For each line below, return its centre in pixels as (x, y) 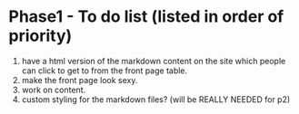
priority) (40, 36)
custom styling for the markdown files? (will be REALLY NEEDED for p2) (156, 99)
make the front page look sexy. (80, 80)
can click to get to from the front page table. (105, 71)
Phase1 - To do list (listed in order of (146, 17)
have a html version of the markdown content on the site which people (154, 61)
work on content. (54, 90)
